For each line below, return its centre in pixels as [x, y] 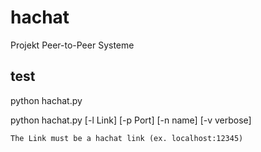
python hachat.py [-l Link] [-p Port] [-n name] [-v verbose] [131, 120]
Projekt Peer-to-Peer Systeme [72, 45]
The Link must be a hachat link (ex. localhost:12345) [127, 138]
